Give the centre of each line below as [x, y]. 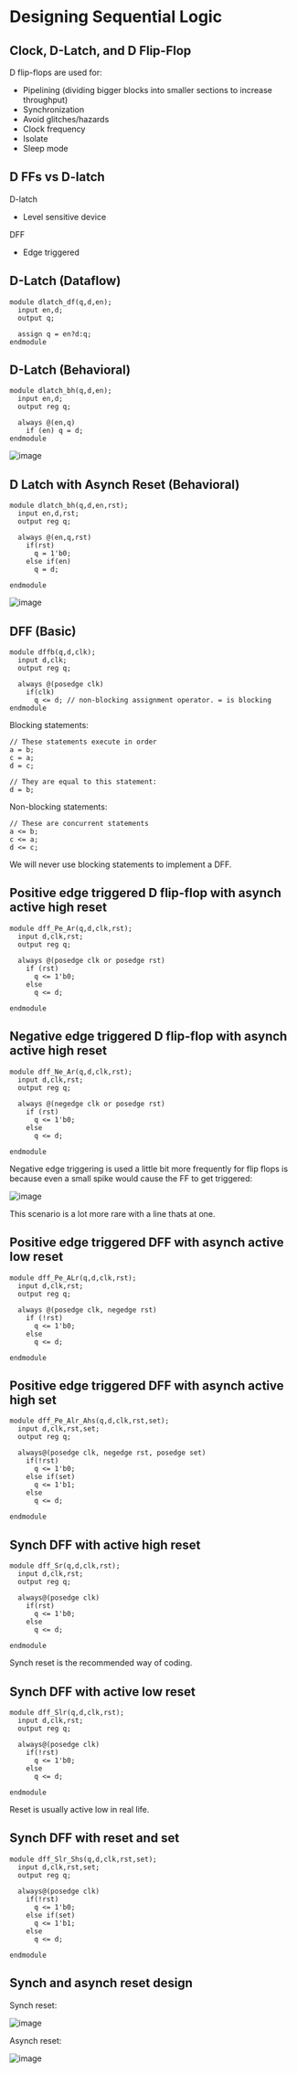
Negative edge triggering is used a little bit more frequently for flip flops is [149, 1169]
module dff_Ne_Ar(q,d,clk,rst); [71, 1072]
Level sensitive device [64, 217]
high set [33, 1400]
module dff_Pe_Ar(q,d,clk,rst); [71, 928]
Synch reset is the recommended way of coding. [101, 1663]
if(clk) [40, 693]
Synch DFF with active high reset [105, 1544]
